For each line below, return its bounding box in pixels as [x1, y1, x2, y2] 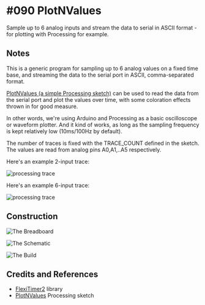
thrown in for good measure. [6, 102, 78, 110]
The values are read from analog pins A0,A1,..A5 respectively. [6, 145, 162, 153]
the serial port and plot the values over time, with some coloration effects [6, 96, 191, 103]
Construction [6, 211, 58, 222]
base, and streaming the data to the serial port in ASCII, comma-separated [6, 71, 195, 79]
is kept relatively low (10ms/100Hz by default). [6, 127, 122, 135]
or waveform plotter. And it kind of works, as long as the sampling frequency [6, 121, 199, 128]
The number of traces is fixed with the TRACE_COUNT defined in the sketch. [6, 139, 199, 147]
